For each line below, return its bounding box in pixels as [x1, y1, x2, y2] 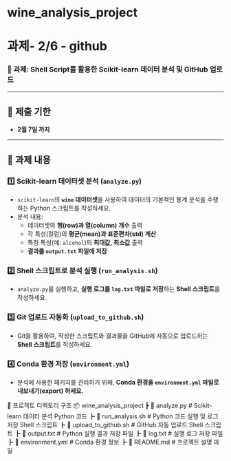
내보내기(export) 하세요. [16, 387, 84, 395]
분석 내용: [16, 213, 43, 221]
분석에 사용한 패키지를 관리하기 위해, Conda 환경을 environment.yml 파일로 [16, 378, 219, 387]
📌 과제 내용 [7, 153, 52, 166]
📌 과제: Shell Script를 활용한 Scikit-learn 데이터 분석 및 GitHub [7, 65, 208, 74]
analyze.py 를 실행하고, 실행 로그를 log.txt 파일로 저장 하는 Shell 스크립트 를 [16, 285, 221, 293]
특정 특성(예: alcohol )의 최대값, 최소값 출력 [27, 239, 143, 247]
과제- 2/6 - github [7, 39, 108, 54]
